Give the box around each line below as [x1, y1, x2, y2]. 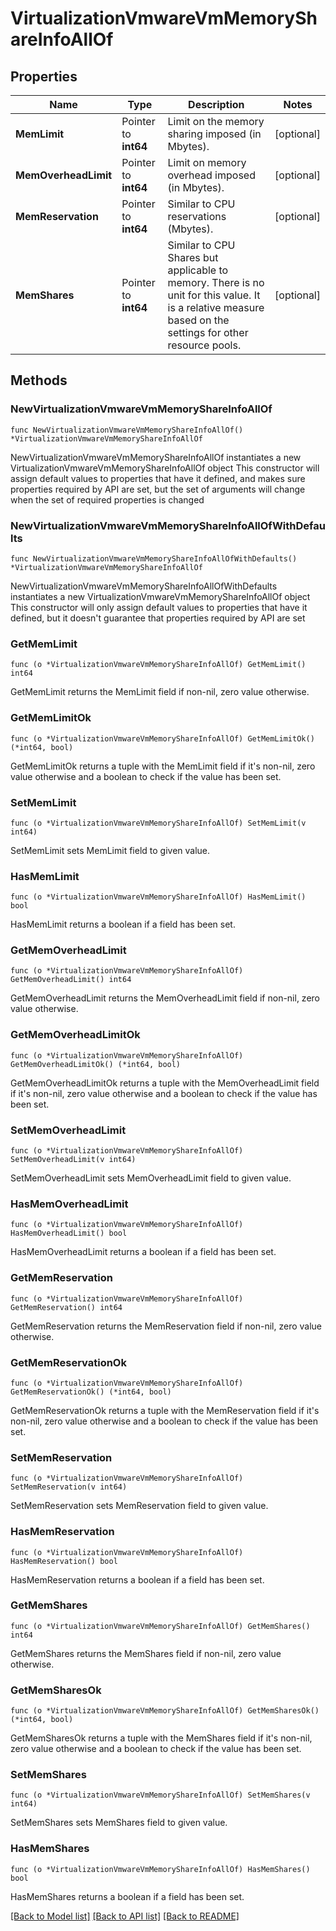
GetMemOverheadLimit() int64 [10, 975, 132, 985]
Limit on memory [167, 156, 247, 169]
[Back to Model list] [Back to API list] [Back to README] [10, 1910, 240, 1922]
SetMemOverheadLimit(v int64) [10, 1155, 137, 1165]
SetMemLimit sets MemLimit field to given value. [10, 844, 211, 856]
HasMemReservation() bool [10, 1556, 118, 1566]
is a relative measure [167, 301, 265, 314]
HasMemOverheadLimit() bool [10, 1228, 128, 1239]
